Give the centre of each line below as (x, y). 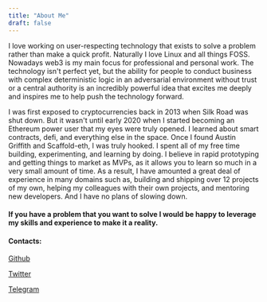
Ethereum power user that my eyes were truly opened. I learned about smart (133, 129)
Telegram (24, 289)
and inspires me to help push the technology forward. (96, 96)
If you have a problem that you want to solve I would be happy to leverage (132, 215)
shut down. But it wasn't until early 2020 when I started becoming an (122, 120)
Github (19, 258)
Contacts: (25, 241)
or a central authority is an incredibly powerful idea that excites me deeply (130, 87)
